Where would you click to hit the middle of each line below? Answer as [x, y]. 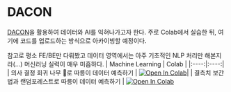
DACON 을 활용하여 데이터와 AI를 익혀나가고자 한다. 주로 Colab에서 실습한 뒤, [112, 32]
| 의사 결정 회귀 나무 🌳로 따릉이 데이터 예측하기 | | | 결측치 [109, 73]
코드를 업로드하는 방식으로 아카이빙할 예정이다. [83, 40]
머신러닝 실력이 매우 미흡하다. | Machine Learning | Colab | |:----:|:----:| [124, 64]
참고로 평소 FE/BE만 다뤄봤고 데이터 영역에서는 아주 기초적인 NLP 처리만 [105, 55]
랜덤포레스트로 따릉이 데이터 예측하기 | [72, 81]
